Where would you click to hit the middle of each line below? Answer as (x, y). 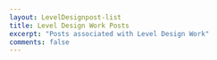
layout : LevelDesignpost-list (66, 17)
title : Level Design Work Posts (69, 26)
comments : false (39, 42)
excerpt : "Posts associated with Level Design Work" (109, 34)
